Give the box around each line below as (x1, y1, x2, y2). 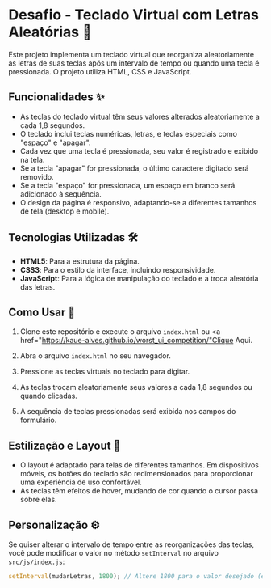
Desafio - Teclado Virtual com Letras (8, 6, 260, 24)
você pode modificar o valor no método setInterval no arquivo (8, 548, 219, 557)
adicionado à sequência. (19, 188, 102, 199)
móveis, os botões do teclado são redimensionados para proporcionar (19, 469, 254, 479)
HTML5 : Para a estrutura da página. (19, 256, 140, 266)
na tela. (19, 154, 45, 164)
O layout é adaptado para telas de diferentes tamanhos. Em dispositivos (19, 460, 260, 470)
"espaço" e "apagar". (19, 137, 91, 147)
